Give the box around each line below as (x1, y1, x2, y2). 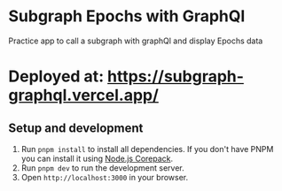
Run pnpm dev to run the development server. (20, 162, 185, 173)
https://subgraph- (106, 66, 245, 87)
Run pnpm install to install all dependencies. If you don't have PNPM (20, 143, 274, 154)
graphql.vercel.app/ (8, 86, 159, 105)
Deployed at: (8, 66, 104, 87)
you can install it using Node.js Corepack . (20, 153, 174, 164)
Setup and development (8, 120, 144, 135)
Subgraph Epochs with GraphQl (8, 6, 246, 27)
